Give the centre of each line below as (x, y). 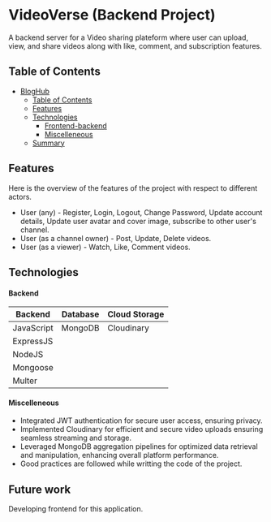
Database (80, 314)
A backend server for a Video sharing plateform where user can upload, (129, 37)
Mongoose (33, 368)
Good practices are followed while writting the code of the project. (131, 464)
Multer (25, 381)
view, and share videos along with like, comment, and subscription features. (135, 45)
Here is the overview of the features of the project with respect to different (133, 188)
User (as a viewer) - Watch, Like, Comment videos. (105, 247)
